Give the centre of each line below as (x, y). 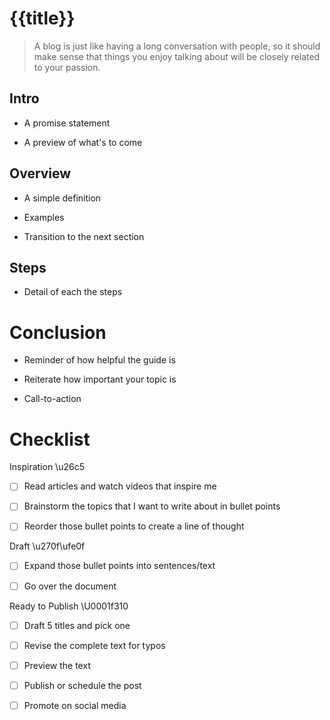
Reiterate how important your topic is (100, 379)
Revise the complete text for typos (94, 645)
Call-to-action (52, 399)
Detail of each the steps (73, 292)
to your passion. (67, 67)
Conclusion (58, 332)
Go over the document (70, 586)
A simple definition (62, 198)
